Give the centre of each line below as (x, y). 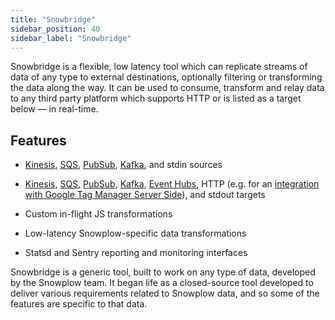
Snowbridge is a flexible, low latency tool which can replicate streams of (159, 67)
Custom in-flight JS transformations (98, 214)
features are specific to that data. (79, 304)
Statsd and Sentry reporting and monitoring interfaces (136, 253)
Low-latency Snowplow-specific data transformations (135, 233)
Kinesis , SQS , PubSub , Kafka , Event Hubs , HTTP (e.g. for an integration (172, 184)
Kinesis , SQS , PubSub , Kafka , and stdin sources (123, 165)
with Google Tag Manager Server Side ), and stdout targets (145, 195)
